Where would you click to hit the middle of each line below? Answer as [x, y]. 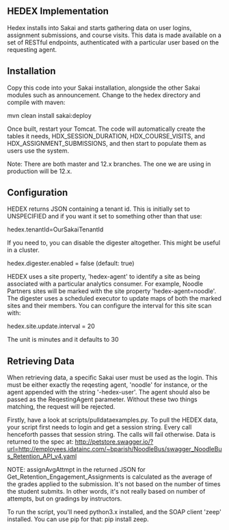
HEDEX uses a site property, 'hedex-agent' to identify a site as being [104, 277]
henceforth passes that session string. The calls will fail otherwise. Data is [111, 435]
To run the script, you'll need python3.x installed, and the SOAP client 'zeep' [114, 512]
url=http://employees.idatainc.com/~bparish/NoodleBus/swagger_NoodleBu [114, 449]
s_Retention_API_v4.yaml [42, 456]
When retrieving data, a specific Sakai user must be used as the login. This [112, 378]
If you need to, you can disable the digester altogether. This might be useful [114, 243]
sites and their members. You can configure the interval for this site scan [109, 306]
